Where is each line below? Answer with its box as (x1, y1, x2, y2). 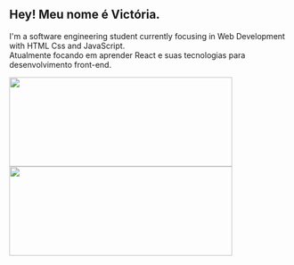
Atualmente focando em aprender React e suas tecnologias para (9, 49, 246, 61)
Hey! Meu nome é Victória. (9, 7, 160, 22)
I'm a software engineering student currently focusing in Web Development (9, 30, 285, 41)
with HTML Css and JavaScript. (9, 40, 126, 51)
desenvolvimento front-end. (9, 59, 112, 70)
